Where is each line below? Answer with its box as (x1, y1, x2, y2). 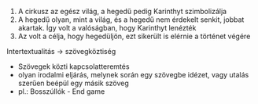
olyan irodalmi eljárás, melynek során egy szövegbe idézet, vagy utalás (17, 70, 249, 79)
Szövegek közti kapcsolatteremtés (17, 62, 130, 71)
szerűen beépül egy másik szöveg (17, 78, 130, 88)
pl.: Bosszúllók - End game (17, 87, 105, 96)
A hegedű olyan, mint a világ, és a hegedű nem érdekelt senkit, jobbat (17, 15, 245, 24)
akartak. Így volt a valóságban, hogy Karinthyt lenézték (17, 23, 197, 32)
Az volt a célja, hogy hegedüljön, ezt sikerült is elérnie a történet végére (17, 31, 251, 41)
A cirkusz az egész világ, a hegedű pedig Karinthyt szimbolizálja (17, 7, 227, 16)
